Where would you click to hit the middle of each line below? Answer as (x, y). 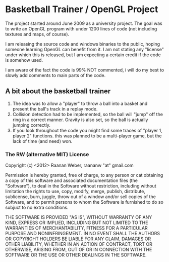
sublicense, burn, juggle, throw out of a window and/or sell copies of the (81, 197)
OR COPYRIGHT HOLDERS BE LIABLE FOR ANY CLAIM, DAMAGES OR (78, 239)
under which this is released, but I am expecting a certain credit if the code (83, 55)
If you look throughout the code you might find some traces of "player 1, (87, 130)
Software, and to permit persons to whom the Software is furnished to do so (84, 202)
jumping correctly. (31, 125)
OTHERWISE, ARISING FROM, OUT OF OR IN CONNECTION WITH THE (79, 250)
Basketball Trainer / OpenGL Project (82, 9)
